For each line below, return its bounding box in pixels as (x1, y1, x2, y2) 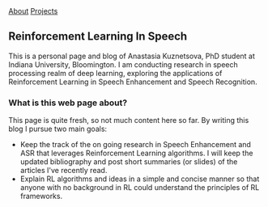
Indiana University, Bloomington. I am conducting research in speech (8, 59, 239, 70)
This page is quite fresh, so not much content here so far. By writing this (8, 116, 249, 125)
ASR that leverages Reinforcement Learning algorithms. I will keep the (19, 148, 253, 158)
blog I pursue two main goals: (8, 124, 108, 134)
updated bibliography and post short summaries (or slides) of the (19, 157, 238, 167)
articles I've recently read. (19, 166, 108, 175)
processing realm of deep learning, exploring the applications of (8, 68, 223, 78)
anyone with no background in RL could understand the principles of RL (19, 183, 260, 192)
